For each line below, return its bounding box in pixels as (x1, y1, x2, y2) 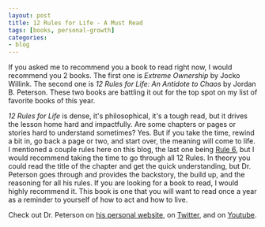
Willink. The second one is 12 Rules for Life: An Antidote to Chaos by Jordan (8, 80, 256, 89)
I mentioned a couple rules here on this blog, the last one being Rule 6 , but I (8, 145, 255, 154)
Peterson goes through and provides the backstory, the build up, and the (8, 170, 245, 180)
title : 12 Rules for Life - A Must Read (8, 19, 144, 27)
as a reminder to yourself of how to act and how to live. (8, 195, 188, 205)
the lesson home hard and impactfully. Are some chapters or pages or (8, 120, 237, 129)
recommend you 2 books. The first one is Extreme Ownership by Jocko (8, 71, 240, 80)
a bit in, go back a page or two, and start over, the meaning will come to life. (8, 136, 256, 146)
